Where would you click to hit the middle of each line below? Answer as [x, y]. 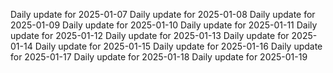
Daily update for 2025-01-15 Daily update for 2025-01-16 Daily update [178, 46]
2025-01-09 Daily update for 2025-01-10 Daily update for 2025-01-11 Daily [164, 25]
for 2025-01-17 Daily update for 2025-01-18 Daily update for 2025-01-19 [159, 57]
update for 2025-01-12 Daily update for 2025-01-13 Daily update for [150, 35]
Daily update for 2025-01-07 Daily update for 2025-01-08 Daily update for [163, 14]
